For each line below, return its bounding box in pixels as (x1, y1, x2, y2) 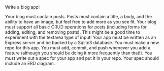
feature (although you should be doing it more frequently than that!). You (5, 50, 153, 56)
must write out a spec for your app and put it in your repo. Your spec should (5, 55, 159, 61)
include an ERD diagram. (5, 61, 55, 66)
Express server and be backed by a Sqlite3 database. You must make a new (5, 40, 159, 46)
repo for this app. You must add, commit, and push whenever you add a (5, 45, 151, 50)
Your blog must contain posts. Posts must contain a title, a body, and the (5, 14, 152, 19)
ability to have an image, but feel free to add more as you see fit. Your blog (5, 19, 157, 24)
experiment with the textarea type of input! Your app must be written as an (5, 34, 156, 40)
